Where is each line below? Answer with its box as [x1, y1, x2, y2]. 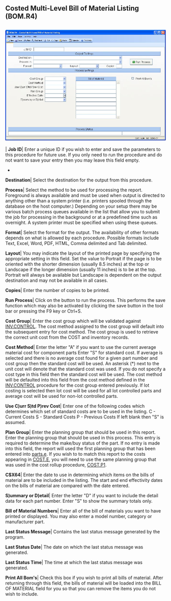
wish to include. [5, 591, 39, 597]
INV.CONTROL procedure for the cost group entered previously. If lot [5, 382, 150, 388]
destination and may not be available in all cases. [5, 277, 108, 283]
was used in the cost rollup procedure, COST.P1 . [5, 462, 107, 468]
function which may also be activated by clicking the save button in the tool [5, 303, 163, 309]
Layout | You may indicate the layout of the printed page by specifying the [5, 250, 160, 256]
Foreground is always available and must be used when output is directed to [5, 192, 165, 198]
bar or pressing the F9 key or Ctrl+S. [5, 308, 82, 314]
